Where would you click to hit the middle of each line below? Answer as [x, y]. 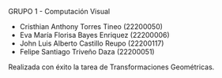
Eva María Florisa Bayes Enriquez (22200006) [94, 35]
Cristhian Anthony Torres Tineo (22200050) [91, 26]
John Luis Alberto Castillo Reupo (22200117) [92, 43]
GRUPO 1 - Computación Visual [59, 11]
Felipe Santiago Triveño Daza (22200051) [87, 52]
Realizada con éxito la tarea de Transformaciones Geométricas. [111, 67]
